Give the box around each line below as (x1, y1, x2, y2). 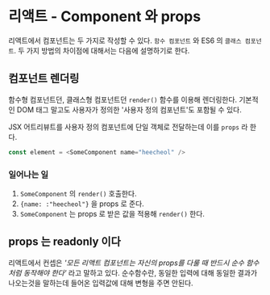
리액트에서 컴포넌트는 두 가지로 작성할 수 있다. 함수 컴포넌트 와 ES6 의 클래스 (8, 36, 242, 45)
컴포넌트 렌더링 (8, 72, 80, 86)
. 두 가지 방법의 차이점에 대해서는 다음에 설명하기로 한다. (13, 45, 190, 55)
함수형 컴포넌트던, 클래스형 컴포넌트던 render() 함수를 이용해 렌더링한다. (8, 95, 238, 104)
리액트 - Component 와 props (8, 7, 201, 26)
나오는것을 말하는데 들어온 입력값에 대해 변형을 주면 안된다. (8, 278, 193, 288)
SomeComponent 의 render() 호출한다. (19, 188, 137, 198)
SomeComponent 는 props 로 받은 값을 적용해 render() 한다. (19, 209, 206, 218)
